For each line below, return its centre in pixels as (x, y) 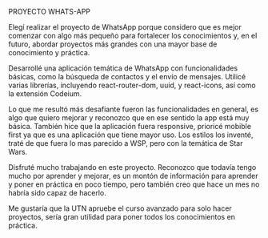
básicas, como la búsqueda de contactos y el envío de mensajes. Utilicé (127, 77)
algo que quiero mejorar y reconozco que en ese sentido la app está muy (129, 118)
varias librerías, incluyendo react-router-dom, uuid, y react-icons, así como (132, 85)
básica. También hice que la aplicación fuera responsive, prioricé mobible (130, 126)
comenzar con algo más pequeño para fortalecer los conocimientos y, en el (133, 36)
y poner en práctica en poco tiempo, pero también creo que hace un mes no (134, 184)
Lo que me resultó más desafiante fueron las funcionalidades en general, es (133, 109)
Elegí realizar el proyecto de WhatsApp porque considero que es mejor (125, 27)
